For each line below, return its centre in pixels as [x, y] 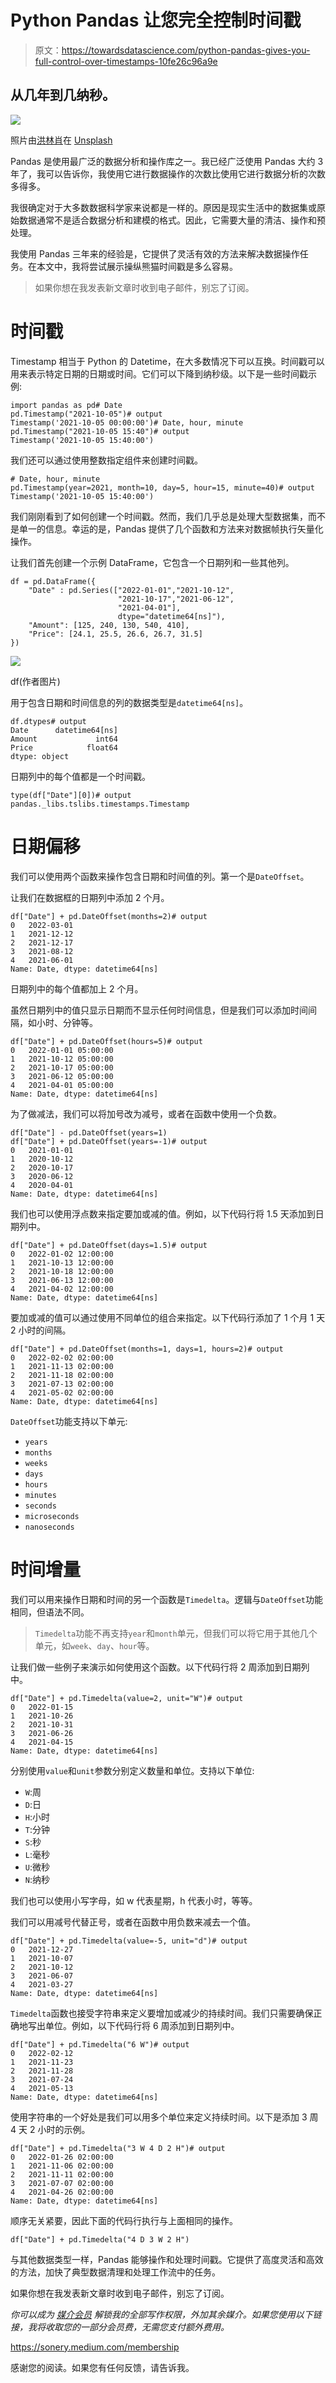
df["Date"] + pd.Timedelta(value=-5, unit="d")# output [129, 1941]
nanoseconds [49, 1527]
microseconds [52, 1516]
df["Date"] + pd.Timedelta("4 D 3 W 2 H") [100, 2239]
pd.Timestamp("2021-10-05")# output [86, 414]
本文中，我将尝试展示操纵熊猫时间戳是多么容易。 [137, 266]
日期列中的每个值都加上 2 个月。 [77, 988]
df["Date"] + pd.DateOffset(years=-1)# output [109, 1141]
